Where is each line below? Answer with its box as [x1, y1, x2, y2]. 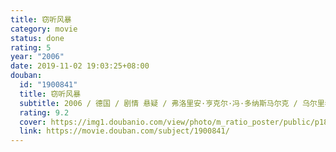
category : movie [10, 24, 78, 34]
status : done [10, 33, 65, 43]
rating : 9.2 [19, 107, 70, 118]
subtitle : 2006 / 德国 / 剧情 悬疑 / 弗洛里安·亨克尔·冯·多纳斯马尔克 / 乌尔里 [19, 98, 325, 108]
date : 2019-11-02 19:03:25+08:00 [10, 61, 150, 71]
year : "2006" [10, 52, 65, 62]
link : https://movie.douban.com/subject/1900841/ [19, 126, 230, 136]
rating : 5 [10, 42, 52, 53]
